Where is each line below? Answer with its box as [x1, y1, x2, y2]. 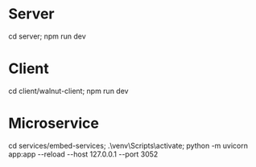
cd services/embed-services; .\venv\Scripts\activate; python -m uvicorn [8, 141, 248, 150]
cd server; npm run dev [8, 31, 86, 41]
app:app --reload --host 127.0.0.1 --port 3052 [8, 149, 159, 159]
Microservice [8, 114, 99, 132]
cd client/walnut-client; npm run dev [8, 86, 129, 96]
